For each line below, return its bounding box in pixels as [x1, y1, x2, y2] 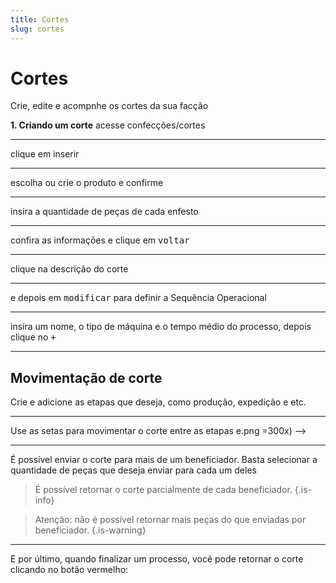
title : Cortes [10, 14, 70, 25]
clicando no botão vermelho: [10, 564, 129, 576]
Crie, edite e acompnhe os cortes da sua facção [10, 100, 209, 112]
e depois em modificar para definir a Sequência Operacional [10, 292, 267, 304]
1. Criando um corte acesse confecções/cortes [10, 119, 206, 131]
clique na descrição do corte [10, 263, 129, 275]
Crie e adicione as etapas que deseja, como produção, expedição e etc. [10, 396, 307, 408]
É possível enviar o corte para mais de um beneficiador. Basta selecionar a [10, 454, 318, 466]
